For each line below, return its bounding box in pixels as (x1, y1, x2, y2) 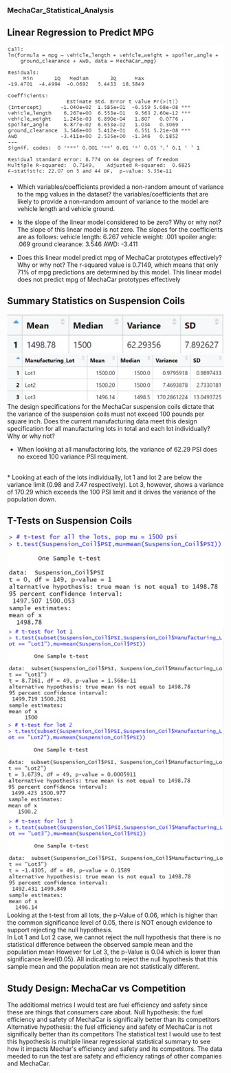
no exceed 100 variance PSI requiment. (16, 452, 129, 461)
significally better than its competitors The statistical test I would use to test (7, 1030, 221, 1038)
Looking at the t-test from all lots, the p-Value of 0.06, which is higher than (7, 911, 218, 919)
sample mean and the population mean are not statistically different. (7, 963, 200, 971)
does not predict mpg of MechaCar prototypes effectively (16, 275, 181, 283)
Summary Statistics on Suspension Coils (7, 295, 186, 307)
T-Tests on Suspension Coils (7, 514, 133, 526)
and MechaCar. (7, 1059, 51, 1067)
